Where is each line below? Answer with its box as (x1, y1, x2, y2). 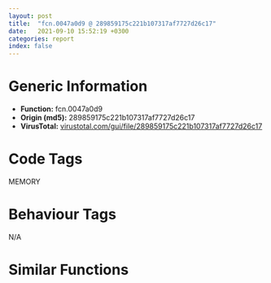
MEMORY (8, 176, 41, 186)
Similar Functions (8, 261, 129, 279)
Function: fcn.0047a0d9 (20, 104, 103, 114)
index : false (8, 42, 53, 50)
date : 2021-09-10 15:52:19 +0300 (8, 27, 129, 35)
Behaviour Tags (8, 205, 116, 224)
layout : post (8, 11, 53, 20)
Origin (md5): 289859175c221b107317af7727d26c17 (20, 113, 195, 123)
